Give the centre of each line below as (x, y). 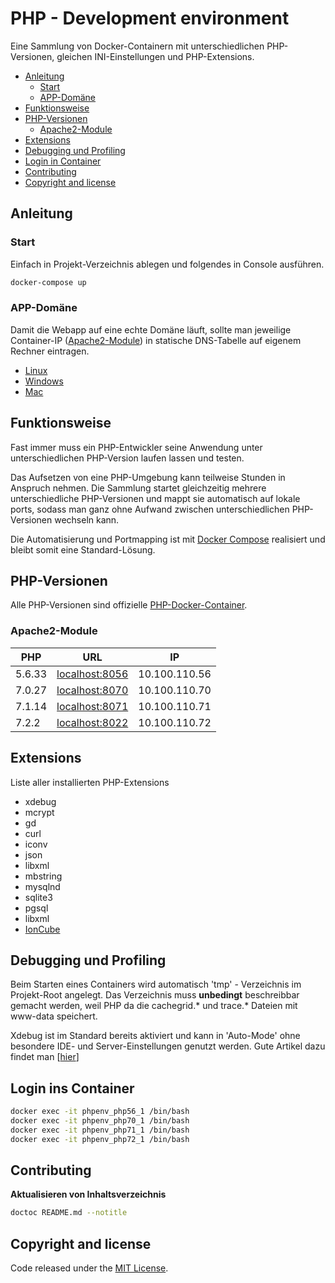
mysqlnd (42, 886)
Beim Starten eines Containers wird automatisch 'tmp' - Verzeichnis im (156, 984)
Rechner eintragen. (50, 351)
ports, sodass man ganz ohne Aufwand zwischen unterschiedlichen (150, 509)
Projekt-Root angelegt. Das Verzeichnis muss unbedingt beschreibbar (155, 995)
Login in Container (63, 161)
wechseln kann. (87, 519)
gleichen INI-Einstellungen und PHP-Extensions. (155, 56)
